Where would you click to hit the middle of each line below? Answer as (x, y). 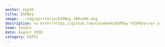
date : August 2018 (24, 32)
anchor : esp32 (20, 10)
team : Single (18, 28)
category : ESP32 (22, 37)
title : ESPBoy (20, 14)
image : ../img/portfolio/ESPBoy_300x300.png (51, 19)
